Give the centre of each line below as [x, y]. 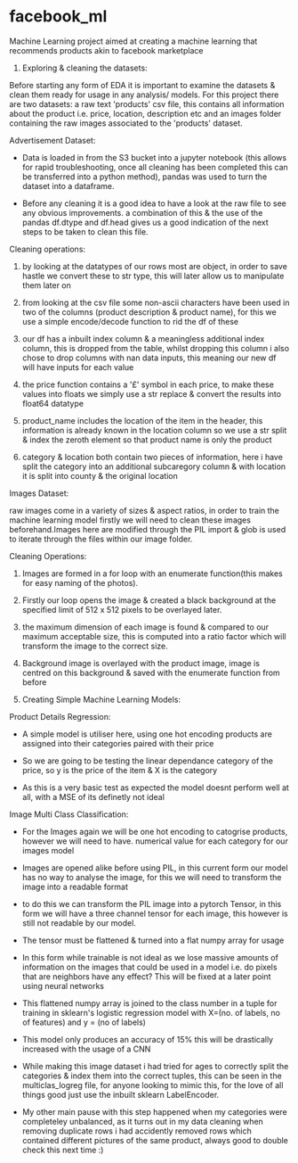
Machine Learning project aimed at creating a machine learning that [133, 41]
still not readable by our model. [79, 923]
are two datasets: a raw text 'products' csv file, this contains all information [147, 103]
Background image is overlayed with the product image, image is [141, 663]
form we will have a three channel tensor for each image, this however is [155, 913]
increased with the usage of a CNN [86, 1049]
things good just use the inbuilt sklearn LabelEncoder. [121, 1094]
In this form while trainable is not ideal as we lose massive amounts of [150, 957]
